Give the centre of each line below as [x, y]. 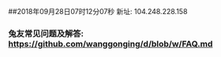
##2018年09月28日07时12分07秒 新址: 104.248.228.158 [98, 11]
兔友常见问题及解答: [46, 34]
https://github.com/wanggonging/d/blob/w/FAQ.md [110, 44]
